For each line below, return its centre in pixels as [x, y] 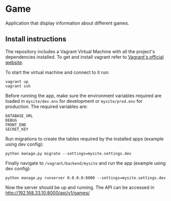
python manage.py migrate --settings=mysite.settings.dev [68, 153]
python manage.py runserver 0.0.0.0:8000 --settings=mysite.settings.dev [86, 178]
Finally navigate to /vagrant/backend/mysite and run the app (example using [85, 163]
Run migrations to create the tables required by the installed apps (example [84, 139]
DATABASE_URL [19, 116]
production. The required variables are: [47, 106]
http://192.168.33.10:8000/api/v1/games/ [48, 193]
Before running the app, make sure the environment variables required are [83, 96]
